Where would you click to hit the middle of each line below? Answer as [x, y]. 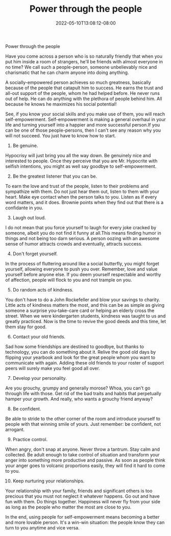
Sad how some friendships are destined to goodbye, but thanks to [75, 346]
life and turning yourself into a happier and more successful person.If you [83, 125]
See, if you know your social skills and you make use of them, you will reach [85, 114]
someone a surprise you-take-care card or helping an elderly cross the [80, 310]
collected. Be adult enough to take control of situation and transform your [82, 454]
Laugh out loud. [29, 217]
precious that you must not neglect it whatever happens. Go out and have [82, 496]
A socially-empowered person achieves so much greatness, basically [78, 82]
